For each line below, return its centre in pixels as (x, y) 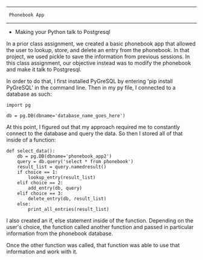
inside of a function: (31, 140)
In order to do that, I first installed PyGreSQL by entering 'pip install (90, 81)
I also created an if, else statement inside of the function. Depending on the (100, 221)
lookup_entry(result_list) (62, 178)
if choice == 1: (38, 172)
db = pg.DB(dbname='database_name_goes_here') (66, 116)
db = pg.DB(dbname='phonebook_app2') (65, 156)
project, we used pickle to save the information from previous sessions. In (98, 56)
